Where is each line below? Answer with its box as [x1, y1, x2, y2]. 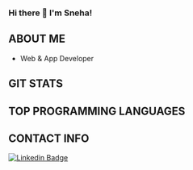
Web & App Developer [19, 53, 94, 63]
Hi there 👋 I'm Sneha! [8, 7, 93, 19]
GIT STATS [8, 77, 63, 91]
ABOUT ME [8, 32, 66, 46]
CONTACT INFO [8, 131, 90, 145]
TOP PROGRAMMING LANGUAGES [8, 104, 186, 118]
